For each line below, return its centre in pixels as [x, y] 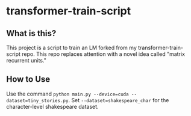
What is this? [31, 33]
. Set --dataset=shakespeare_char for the [119, 100]
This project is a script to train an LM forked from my [71, 47]
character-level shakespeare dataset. [52, 106]
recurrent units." [27, 60]
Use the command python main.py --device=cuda [67, 94]
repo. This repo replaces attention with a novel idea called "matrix [104, 54]
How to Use [28, 79]
